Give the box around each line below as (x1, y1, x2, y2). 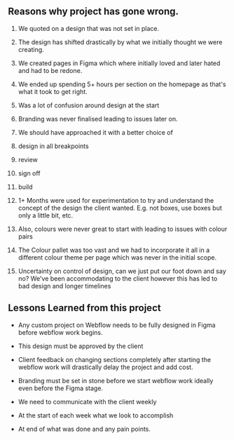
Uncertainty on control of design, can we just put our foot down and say (18, 267, 226, 275)
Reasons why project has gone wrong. (8, 6, 179, 18)
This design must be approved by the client (18, 342, 144, 350)
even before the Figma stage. (18, 384, 104, 392)
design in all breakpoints (18, 142, 90, 150)
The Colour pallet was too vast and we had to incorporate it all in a (18, 246, 210, 254)
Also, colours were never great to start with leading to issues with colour (18, 225, 228, 233)
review (18, 155, 38, 164)
